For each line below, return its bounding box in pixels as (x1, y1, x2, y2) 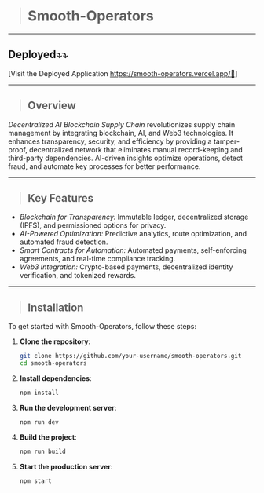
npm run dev (19, 418, 59, 426)
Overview (27, 99, 76, 112)
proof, (8, 144, 27, 154)
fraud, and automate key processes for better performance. (8, 161, 201, 171)
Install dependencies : (19, 373, 92, 383)
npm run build (19, 447, 66, 455)
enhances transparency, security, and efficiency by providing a (8, 137, 212, 146)
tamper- (213, 137, 240, 146)
